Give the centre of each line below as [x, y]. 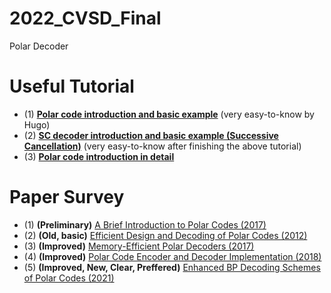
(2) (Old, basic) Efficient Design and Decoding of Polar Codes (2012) [165, 235]
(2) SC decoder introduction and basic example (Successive [151, 135]
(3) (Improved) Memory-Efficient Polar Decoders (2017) [139, 246]
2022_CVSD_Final [85, 18]
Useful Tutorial [72, 86]
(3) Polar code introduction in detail [99, 156]
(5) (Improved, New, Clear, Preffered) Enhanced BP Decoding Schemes [172, 267]
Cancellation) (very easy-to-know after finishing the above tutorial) [162, 146]
